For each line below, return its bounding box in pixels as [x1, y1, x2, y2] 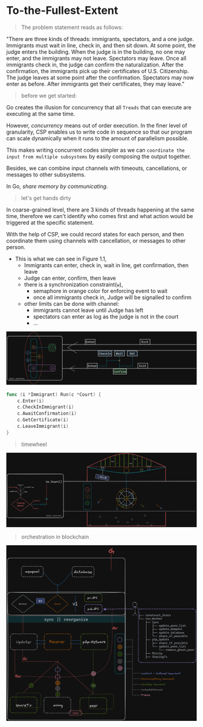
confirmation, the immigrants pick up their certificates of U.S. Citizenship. [6, 67, 189, 74]
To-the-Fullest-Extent [6, 4, 118, 18]
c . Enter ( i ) [17, 398, 45, 404]
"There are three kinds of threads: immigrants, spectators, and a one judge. [6, 35, 195, 42]
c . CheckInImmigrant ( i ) [17, 404, 74, 410]
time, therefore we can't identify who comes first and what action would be [6, 212, 193, 219]
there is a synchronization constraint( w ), [24, 280, 123, 288]
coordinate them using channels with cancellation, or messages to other [6, 237, 186, 244]
